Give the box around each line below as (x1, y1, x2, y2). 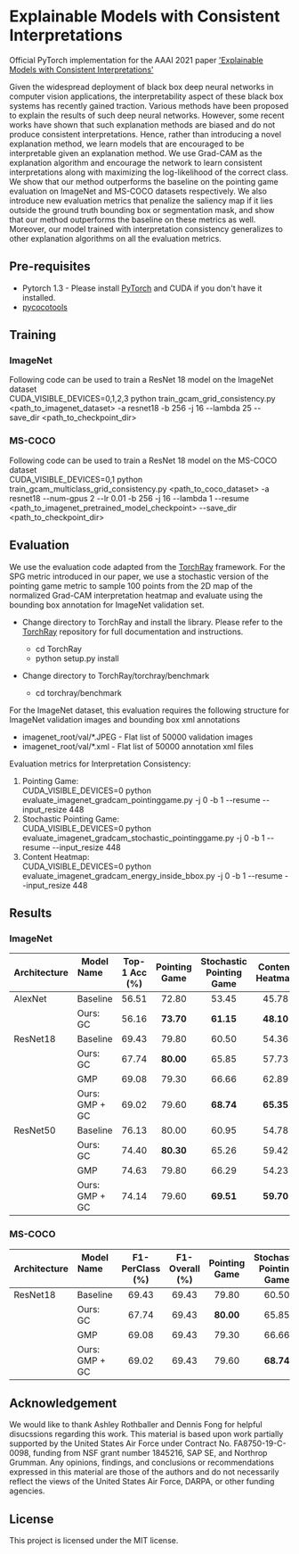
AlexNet (13, 993, 47, 1005)
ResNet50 (13, 1124, 56, 1137)
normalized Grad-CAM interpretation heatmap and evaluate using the (9, 590, 263, 600)
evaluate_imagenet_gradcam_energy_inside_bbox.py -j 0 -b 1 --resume (21, 870, 283, 880)
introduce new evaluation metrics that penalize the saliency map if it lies (9, 194, 273, 206)
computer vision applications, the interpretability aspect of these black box (9, 91, 284, 102)
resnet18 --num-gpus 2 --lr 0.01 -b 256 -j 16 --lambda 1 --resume (9, 492, 249, 503)
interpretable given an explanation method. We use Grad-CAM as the (9, 147, 263, 158)
